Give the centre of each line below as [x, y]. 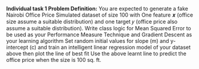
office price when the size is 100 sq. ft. [54, 60]
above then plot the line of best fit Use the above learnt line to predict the [96, 54]
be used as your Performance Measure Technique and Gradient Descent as [99, 34]
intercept [17, 47]
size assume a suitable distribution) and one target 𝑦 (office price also [92, 21]
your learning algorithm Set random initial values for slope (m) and [88, 41]
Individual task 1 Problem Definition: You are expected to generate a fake [97, 9]
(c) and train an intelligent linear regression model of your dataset [110, 47]
